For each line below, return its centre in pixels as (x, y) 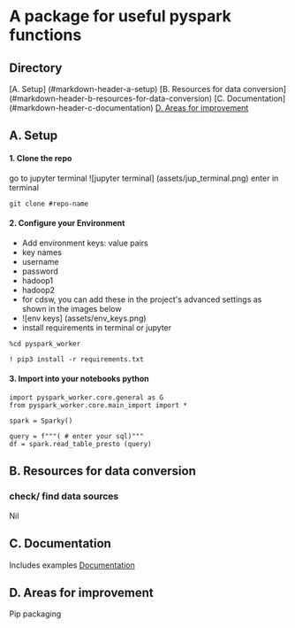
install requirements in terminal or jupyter (97, 327)
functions (45, 35)
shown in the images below (72, 308)
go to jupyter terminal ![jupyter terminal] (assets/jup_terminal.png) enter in (144, 178)
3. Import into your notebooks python (79, 379)
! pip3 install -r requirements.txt (76, 359)
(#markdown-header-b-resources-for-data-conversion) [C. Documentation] (147, 98)
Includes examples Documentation (72, 565)
